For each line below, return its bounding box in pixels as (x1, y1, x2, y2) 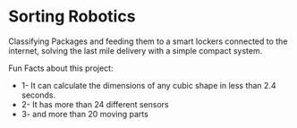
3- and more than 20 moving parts (21, 108, 148, 119)
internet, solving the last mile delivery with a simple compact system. (8, 45, 263, 55)
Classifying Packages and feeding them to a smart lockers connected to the (8, 36, 288, 47)
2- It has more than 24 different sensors (21, 98, 169, 109)
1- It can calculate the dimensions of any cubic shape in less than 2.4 (21, 80, 276, 90)
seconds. (21, 90, 56, 100)
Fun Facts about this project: (8, 63, 114, 73)
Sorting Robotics (8, 6, 136, 27)
